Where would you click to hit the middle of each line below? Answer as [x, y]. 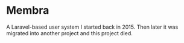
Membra [28, 10]
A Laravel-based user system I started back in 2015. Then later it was [92, 27]
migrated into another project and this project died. [69, 33]
